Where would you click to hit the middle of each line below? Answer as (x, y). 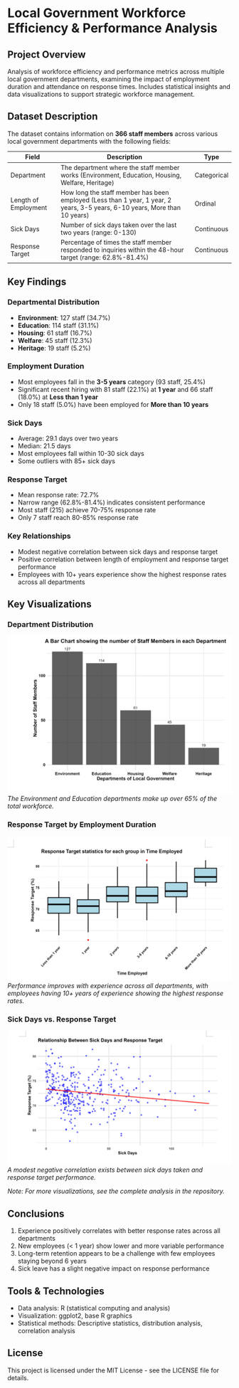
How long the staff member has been (115, 192)
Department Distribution (51, 624)
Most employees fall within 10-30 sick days (81, 454)
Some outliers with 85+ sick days (67, 461)
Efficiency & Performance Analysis (113, 28)
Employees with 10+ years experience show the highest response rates (122, 574)
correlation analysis (47, 1331)
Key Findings (37, 282)
